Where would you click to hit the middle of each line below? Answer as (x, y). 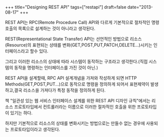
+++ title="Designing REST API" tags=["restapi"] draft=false (66, 7)
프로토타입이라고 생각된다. (35, 129)
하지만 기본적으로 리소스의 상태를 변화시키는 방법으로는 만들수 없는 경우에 (75, 123)
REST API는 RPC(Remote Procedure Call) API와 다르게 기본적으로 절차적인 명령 (82, 22)
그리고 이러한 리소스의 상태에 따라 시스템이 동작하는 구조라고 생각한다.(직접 (76, 61)
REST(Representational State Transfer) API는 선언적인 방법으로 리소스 (73, 39)
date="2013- (140, 7)
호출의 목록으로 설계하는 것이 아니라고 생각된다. (50, 28)
